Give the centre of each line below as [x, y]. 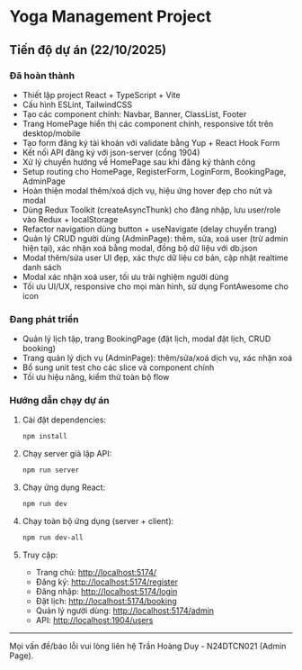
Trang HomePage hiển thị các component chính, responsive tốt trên [148, 123]
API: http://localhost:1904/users [94, 620]
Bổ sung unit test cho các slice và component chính [118, 367]
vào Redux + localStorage [70, 219]
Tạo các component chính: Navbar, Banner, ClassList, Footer [134, 113]
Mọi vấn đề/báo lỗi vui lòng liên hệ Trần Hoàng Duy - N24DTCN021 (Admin [148, 646]
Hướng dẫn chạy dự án [59, 401]
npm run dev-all [53, 538]
